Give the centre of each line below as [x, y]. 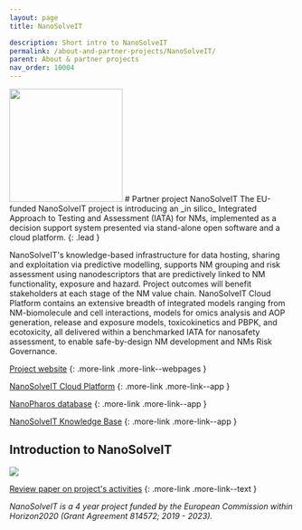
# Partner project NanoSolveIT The [189, 199]
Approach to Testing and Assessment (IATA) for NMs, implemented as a [143, 218]
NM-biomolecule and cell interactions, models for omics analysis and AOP [147, 313]
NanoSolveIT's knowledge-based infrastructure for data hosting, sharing [145, 255]
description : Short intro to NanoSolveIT [89, 43]
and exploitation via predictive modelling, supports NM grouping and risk [145, 265]
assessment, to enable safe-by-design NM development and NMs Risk [141, 342]
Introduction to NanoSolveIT [91, 450]
